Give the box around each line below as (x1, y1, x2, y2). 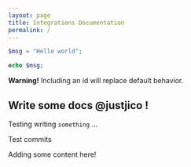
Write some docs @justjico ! (8, 99, 149, 112)
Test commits (8, 134, 53, 143)
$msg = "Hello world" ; (8, 48, 83, 56)
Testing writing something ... (8, 119, 98, 129)
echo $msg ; (8, 62, 44, 70)
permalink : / (8, 26, 51, 34)
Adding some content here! (8, 150, 97, 159)
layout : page (8, 11, 51, 20)
